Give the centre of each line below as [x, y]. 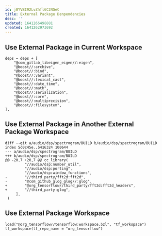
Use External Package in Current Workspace [73, 47]
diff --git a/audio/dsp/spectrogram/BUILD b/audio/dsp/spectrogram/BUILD [81, 143]
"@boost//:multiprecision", [42, 101]
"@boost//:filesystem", [38, 105]
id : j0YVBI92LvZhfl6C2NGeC [32, 9]
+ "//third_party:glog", [38, 190]
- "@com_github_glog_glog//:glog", [49, 181]
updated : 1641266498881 [29, 23]
